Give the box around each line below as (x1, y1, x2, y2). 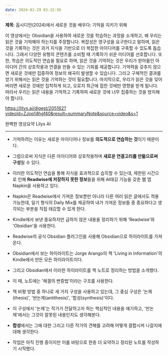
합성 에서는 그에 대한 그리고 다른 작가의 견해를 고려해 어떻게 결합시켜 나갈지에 (12, 322, 162, 328)
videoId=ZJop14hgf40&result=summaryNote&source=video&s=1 (5, 110, 138, 116)
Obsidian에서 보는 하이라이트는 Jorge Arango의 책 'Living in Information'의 (12, 250, 162, 256)
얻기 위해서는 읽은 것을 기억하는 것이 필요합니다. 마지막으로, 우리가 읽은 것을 (5, 76, 153, 82)
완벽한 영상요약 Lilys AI (5, 121, 51, 127)
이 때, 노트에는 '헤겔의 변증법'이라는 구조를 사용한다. (12, 278, 114, 284)
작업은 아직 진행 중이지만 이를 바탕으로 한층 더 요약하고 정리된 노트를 (12, 339, 146, 345)
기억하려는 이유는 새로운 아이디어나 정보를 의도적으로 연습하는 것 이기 (12, 136, 146, 142)
